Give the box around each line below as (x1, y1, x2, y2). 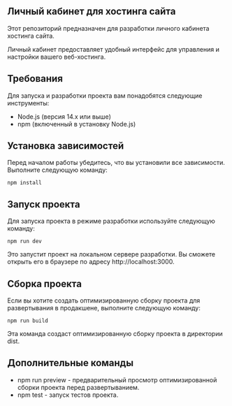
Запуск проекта (7, 198, 80, 210)
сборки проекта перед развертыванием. (17, 383, 140, 391)
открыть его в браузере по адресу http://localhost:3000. (7, 258, 175, 266)
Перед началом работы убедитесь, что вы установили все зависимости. (7, 159, 226, 167)
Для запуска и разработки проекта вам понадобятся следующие (7, 91, 203, 100)
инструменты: (7, 99, 50, 107)
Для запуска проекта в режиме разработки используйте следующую (7, 217, 215, 226)
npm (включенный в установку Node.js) (17, 119, 136, 128)
